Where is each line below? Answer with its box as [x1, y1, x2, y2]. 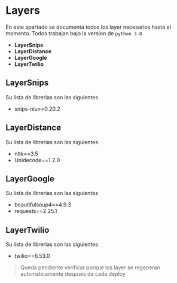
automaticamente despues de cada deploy [20, 270, 126, 278]
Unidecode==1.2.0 [14, 156, 60, 163]
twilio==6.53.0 [14, 252, 50, 260]
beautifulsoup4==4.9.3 [14, 201, 71, 208]
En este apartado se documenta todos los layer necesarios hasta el [5, 23, 172, 31]
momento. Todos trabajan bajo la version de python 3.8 [5, 29, 142, 36]
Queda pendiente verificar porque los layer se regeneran [20, 264, 160, 271]
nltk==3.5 [14, 150, 38, 157]
